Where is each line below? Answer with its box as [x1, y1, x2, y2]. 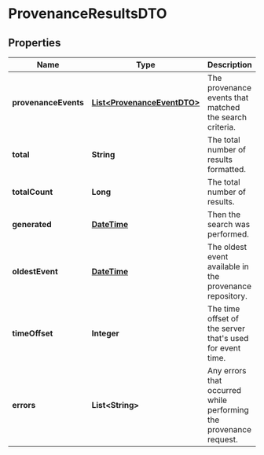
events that [207, 92, 249, 103]
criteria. [207, 122, 236, 132]
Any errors [207, 365, 247, 376]
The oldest [207, 241, 247, 252]
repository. [207, 291, 247, 301]
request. [207, 434, 238, 445]
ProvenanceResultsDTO [8, 5, 167, 23]
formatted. [207, 164, 246, 174]
